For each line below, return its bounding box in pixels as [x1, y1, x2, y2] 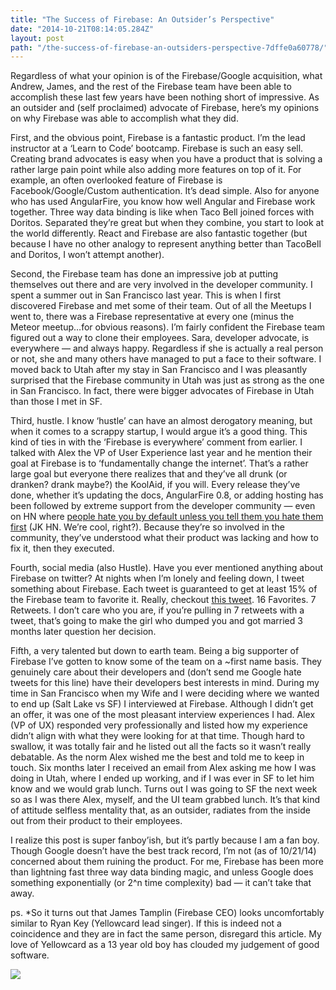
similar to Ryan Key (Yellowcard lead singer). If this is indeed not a [10, 917, 282, 930]
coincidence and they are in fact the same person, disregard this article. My [10, 928, 322, 940]
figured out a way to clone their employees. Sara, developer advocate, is [10, 332, 310, 344]
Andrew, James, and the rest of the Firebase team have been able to [10, 81, 292, 93]
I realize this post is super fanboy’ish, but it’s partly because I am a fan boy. [10, 834, 320, 846]
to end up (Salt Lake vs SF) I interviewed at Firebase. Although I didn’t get [10, 698, 314, 710]
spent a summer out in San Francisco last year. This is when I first [10, 289, 282, 301]
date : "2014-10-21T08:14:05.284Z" [10, 24, 155, 34]
